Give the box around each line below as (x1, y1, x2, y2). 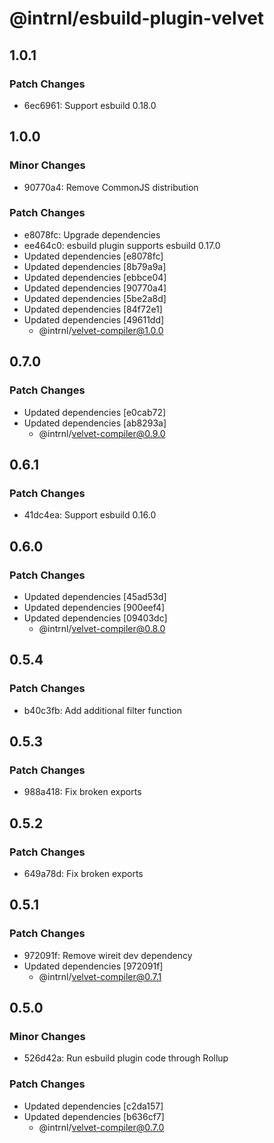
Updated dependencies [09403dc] (23, 612, 168, 624)
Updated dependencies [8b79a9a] (23, 260, 167, 272)
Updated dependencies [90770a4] (23, 282, 167, 294)
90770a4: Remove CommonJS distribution (23, 181, 199, 193)
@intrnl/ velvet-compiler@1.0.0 (38, 324, 164, 336)
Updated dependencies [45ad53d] (23, 590, 167, 602)
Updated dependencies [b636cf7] (23, 1110, 165, 1122)
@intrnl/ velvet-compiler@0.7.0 (38, 1121, 165, 1133)
